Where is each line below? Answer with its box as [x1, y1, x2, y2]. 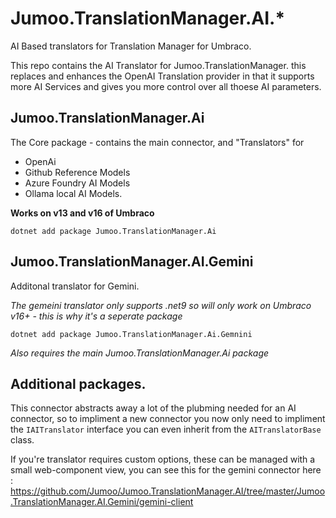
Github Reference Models [24, 166, 131, 178]
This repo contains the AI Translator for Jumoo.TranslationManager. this [10, 59, 307, 71]
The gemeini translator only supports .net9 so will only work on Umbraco [10, 299, 312, 311]
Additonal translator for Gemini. [10, 280, 140, 292]
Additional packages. [10, 375, 147, 392]
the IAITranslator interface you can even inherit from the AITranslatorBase [10, 423, 322, 436]
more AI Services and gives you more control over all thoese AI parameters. [10, 80, 322, 92]
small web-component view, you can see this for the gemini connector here [10, 464, 322, 476]
